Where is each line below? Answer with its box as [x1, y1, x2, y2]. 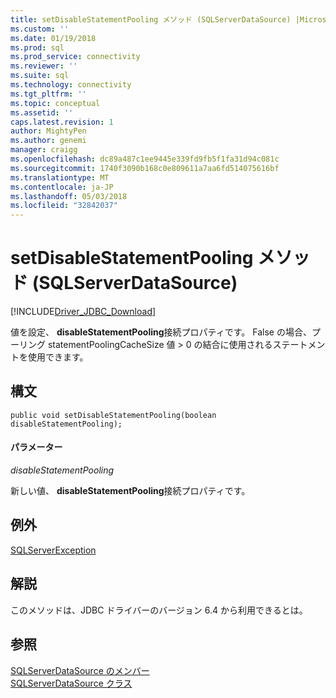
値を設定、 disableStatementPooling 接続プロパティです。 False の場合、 [10, 326, 312, 338]
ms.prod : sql [10, 42, 65, 53]
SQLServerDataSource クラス [10, 677, 133, 689]
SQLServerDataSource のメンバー [10, 664, 150, 676]
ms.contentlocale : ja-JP [10, 182, 114, 192]
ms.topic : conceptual [10, 98, 101, 108]
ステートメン [272, 339, 326, 351]
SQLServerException [10, 544, 97, 556]
